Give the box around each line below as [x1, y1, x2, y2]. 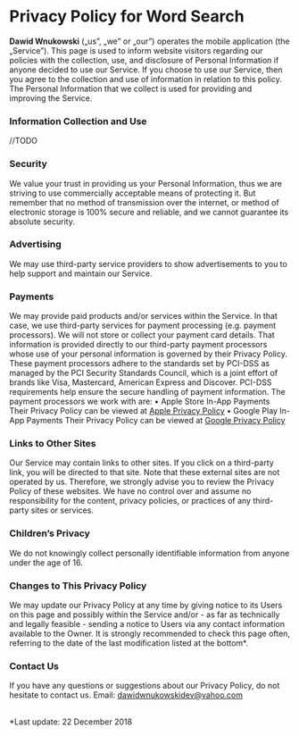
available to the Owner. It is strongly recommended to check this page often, [9, 628, 290, 640]
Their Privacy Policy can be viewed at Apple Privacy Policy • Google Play [9, 406, 278, 416]
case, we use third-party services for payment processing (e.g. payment [9, 320, 277, 331]
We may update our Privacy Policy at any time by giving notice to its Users [9, 600, 283, 611]
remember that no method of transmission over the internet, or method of [9, 197, 279, 207]
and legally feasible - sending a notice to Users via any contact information [9, 619, 286, 630]
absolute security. [9, 216, 76, 227]
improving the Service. [9, 92, 93, 104]
